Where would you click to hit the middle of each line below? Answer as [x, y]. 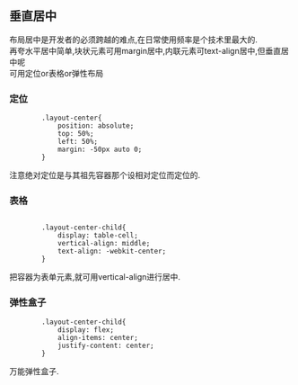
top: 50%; [75, 134]
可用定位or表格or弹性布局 [57, 73]
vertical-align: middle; [104, 244]
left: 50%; [78, 142]
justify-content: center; [105, 345]
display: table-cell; [98, 236]
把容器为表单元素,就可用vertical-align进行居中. [95, 277]
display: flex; [86, 330]
